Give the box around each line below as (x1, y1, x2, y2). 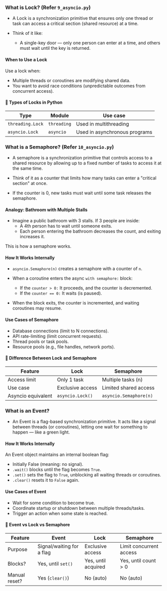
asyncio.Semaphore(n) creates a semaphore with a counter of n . (12, 266, 143, 272)
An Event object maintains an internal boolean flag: (5, 451, 109, 457)
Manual (7, 571, 25, 578)
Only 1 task (57, 376, 84, 383)
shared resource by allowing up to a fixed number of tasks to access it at (12, 160, 162, 166)
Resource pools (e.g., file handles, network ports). (12, 343, 115, 350)
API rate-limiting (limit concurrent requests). (12, 333, 103, 339)
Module (50, 112, 69, 119)
